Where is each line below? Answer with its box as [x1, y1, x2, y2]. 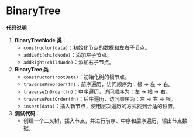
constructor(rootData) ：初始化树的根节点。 [23, 73, 130, 80]
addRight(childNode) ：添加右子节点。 [23, 59, 115, 66]
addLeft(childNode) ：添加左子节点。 [23, 51, 112, 58]
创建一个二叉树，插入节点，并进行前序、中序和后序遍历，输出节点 [23, 117, 182, 124]
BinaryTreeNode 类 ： [14, 36, 67, 43]
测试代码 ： [14, 109, 41, 117]
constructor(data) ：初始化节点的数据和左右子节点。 [23, 44, 150, 51]
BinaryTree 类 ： [14, 66, 54, 73]
